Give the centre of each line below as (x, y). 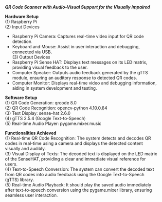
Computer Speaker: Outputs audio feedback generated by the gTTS (80, 72)
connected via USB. (32, 52)
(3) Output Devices (31, 57)
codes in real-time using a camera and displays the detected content (74, 143)
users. (11, 164)
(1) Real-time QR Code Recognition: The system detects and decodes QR (78, 138)
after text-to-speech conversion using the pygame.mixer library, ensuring (79, 190)
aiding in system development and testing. (54, 88)
